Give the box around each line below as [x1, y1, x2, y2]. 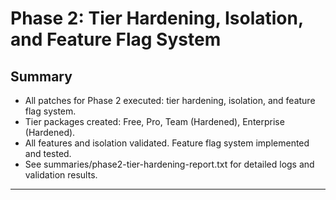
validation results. [24, 169, 98, 181]
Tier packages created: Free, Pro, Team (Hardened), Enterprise [24, 116, 285, 127]
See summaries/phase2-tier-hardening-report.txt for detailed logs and [24, 158, 315, 170]
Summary [10, 68, 73, 85]
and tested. [24, 148, 72, 159]
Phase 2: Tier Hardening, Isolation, [10, 7, 304, 30]
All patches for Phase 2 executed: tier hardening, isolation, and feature [24, 95, 316, 106]
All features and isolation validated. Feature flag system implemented [24, 137, 310, 149]
